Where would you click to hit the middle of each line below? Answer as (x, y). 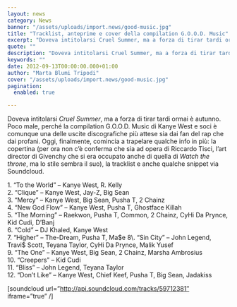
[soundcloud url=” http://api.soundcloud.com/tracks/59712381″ (98, 289)
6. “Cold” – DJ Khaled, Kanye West (57, 230)
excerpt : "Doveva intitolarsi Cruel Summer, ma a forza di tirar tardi (115, 40)
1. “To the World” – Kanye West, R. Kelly (65, 185)
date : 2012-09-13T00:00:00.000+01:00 (63, 66)
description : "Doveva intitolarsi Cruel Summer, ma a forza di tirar (112, 54)
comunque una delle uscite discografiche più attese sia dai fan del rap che (116, 134)
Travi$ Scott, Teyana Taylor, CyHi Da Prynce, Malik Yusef (91, 245)
